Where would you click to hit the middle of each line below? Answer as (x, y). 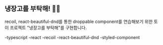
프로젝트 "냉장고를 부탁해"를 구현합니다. (48, 27)
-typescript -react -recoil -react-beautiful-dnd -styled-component (72, 37)
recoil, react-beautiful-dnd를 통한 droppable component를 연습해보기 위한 (79, 22)
